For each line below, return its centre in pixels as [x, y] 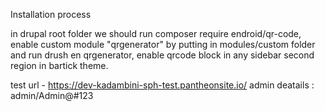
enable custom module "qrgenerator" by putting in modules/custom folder [163, 44]
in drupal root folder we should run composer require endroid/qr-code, [156, 33]
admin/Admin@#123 [52, 95]
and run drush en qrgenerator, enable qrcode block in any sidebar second [162, 55]
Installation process [51, 14]
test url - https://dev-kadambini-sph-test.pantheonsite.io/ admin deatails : [162, 85]
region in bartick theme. [59, 65]
